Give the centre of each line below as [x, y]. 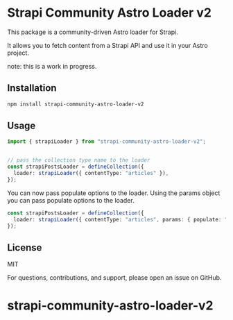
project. [18, 53]
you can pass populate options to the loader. [71, 200]
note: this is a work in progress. [52, 66]
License [25, 247]
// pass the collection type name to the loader [79, 160]
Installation [32, 88]
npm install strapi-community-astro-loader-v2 [76, 104]
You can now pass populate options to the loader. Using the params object [114, 193]
